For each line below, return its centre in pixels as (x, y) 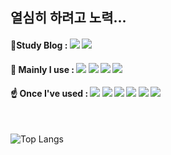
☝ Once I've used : (49, 94)
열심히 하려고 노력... (68, 18)
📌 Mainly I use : (42, 69)
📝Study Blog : (39, 45)
